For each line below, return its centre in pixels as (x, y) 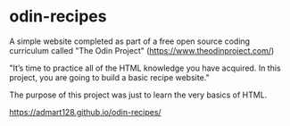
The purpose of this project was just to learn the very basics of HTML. (138, 95)
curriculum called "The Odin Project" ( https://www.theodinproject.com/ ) (142, 50)
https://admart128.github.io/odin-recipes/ (86, 112)
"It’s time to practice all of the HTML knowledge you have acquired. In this (145, 68)
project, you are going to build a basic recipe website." (109, 77)
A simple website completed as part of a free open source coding (130, 41)
